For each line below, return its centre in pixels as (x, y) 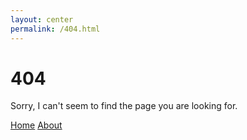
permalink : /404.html (55, 29)
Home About (36, 125)
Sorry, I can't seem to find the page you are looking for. (124, 106)
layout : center (42, 19)
